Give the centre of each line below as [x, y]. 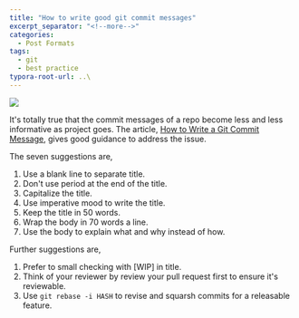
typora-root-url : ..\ [50, 77]
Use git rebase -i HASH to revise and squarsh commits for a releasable [156, 295]
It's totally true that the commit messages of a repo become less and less [146, 120]
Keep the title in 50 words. [71, 212]
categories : [32, 34]
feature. [37, 305]
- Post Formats [46, 43]
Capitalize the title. [57, 193]
